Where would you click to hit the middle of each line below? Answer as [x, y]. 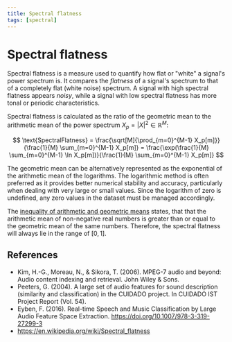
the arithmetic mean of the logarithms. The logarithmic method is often [108, 176]
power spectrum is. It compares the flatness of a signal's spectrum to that [113, 81]
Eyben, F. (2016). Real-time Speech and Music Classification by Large [117, 309]
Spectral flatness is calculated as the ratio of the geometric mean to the [109, 117]
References [33, 255]
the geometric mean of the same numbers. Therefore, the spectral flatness [114, 225]
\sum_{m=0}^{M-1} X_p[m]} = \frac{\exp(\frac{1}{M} [135, 147]
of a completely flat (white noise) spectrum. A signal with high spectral [108, 88]
